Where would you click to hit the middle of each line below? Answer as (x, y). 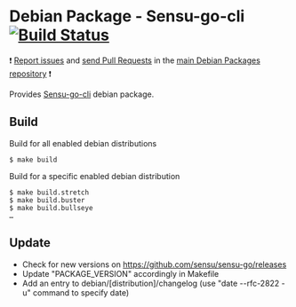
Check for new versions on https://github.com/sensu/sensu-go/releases (154, 264)
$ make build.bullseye (51, 208)
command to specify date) (81, 292)
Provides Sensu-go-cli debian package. (82, 94)
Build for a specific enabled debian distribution (95, 176)
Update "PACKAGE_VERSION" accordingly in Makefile (120, 273)
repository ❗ (30, 74)
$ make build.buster (48, 200)
